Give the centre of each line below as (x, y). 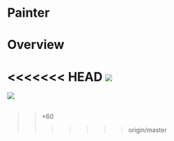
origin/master (148, 130)
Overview (36, 45)
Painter (29, 13)
